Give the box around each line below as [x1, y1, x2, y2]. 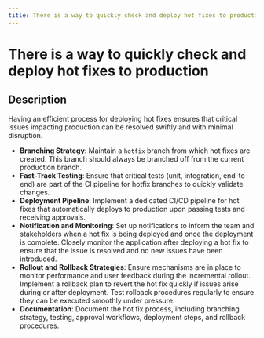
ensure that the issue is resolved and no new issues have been [19, 245, 223, 255]
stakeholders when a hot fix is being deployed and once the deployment [19, 229, 254, 238]
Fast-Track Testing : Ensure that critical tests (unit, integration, [19, 170, 222, 180]
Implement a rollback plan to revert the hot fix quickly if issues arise [19, 279, 240, 289]
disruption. [8, 130, 43, 140]
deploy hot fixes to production [8, 62, 210, 79]
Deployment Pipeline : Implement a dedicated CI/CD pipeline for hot [19, 195, 240, 205]
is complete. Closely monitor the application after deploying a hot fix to [19, 237, 249, 247]
